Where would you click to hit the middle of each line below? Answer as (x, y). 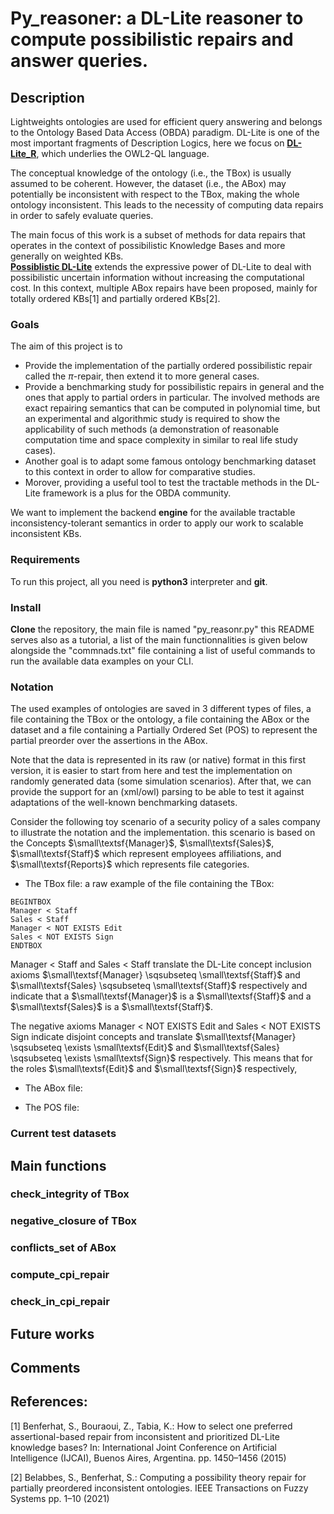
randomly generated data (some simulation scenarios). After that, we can (161, 781)
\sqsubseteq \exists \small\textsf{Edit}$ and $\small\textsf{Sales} (145, 1048)
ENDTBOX (26, 946)
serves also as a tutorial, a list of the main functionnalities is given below (159, 639)
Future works (52, 1333)
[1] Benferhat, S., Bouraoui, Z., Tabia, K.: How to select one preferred (151, 1426)
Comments (45, 1367)
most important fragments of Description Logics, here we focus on (147, 143)
